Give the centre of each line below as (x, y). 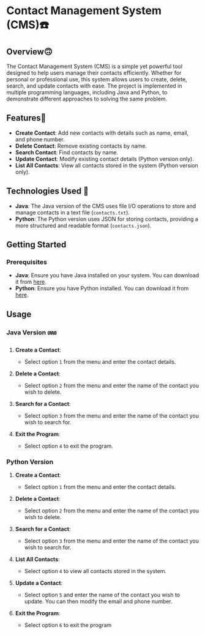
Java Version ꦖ (32, 333)
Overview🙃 (30, 52)
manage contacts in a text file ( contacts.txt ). (73, 212)
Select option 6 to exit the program (68, 625)
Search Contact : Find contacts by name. (66, 152)
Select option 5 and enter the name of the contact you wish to (102, 595)
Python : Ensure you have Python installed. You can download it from (102, 288)
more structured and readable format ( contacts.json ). (83, 225)
